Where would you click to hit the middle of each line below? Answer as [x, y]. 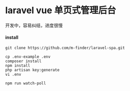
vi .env [13, 75]
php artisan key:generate [32, 70]
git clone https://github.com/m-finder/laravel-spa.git [65, 48]
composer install [23, 61]
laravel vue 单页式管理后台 [61, 10]
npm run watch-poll [26, 83]
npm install [18, 66]
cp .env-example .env [28, 57]
